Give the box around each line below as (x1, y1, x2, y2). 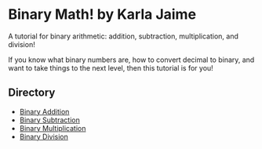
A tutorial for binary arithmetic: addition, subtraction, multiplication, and (8, 31, 239, 41)
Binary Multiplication (19, 123, 86, 133)
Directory (8, 86, 56, 100)
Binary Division (19, 132, 68, 141)
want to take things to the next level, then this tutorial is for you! (8, 63, 213, 72)
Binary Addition (19, 107, 70, 116)
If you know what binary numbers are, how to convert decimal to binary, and (8, 55, 255, 64)
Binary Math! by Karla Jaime (8, 5, 197, 24)
